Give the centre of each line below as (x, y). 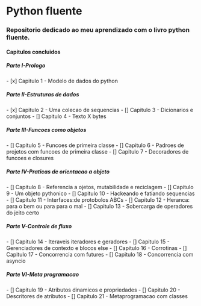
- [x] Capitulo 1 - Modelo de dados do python (62, 81)
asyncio (16, 261)
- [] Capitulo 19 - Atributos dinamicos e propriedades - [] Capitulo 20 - (93, 290)
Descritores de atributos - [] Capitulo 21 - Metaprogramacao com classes (97, 296)
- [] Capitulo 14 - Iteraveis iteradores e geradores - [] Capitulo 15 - (88, 242)
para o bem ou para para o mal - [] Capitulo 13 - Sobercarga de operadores (100, 206)
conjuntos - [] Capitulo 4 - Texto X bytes (56, 116)
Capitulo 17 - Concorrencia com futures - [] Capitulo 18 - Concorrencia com (100, 254)
